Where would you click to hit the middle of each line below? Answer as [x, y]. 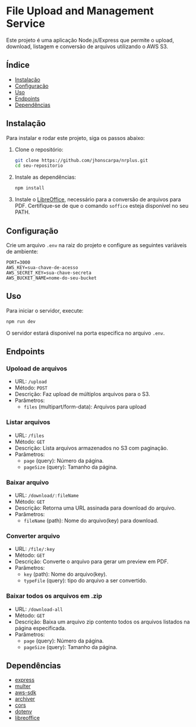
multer [23, 687]
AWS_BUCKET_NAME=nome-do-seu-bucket [51, 278]
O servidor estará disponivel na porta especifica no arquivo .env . [86, 333]
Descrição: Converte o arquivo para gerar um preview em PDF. [91, 561]
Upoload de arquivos [37, 369]
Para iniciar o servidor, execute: [45, 310]
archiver [25, 699]
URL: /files [29, 435]
